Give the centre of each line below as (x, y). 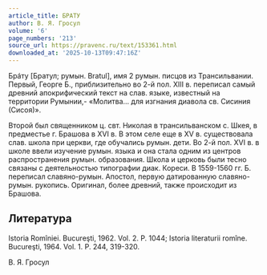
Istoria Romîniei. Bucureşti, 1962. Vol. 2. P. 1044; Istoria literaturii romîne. (128, 238)
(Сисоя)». (25, 110)
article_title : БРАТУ (44, 16)
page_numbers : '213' (43, 38)
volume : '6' (28, 30)
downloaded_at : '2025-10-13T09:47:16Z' (75, 53)
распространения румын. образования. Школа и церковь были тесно (127, 160)
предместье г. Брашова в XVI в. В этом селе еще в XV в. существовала (131, 134)
